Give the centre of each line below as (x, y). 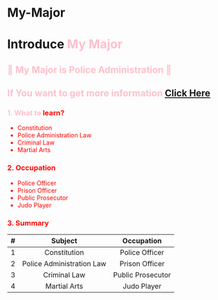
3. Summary (28, 223)
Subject (64, 241)
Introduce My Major (65, 45)
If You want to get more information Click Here (109, 94)
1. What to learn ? (36, 113)
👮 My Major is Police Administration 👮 (90, 69)
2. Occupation (31, 168)
